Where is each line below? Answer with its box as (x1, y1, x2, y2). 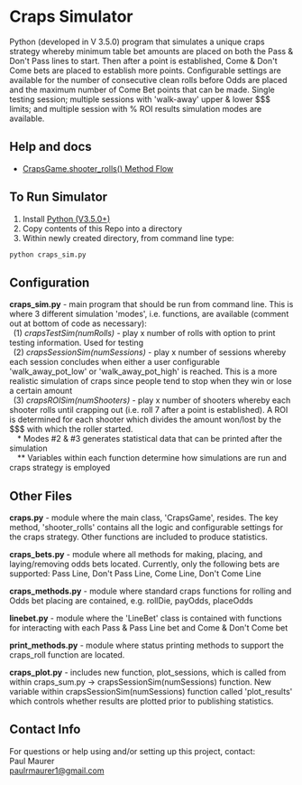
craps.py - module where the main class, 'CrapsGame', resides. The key (9, 512, 279, 523)
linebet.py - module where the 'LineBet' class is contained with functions (9, 612, 282, 624)
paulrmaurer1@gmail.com (9, 765, 105, 776)
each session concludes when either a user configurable (9, 357, 221, 368)
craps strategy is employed (9, 463, 111, 473)
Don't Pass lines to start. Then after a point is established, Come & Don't (9, 55, 278, 66)
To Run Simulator (9, 190, 108, 205)
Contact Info (9, 722, 81, 737)
